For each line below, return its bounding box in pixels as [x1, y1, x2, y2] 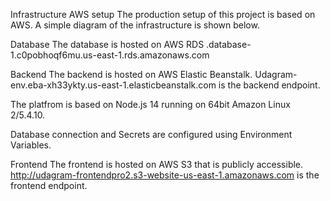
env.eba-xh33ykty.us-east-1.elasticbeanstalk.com [10, 79, 217, 91]
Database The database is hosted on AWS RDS [10, 39, 205, 50]
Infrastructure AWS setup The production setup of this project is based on [10, 9, 316, 20]
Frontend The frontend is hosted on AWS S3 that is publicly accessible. [10, 159, 304, 170]
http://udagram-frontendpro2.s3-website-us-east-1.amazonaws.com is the [10, 169, 320, 181]
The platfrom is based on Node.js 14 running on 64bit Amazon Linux [10, 99, 291, 110]
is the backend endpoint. [218, 79, 321, 91]
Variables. [10, 139, 52, 151]
